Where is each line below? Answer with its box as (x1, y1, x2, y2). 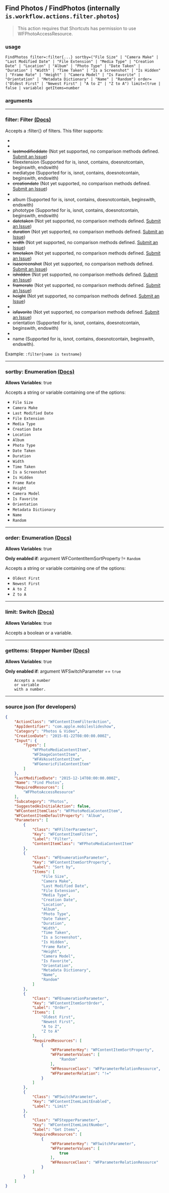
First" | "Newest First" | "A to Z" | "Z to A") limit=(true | (25, 81, 161, 86)
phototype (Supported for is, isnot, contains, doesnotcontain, (12, 207, 139, 213)
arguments (5, 97, 33, 104)
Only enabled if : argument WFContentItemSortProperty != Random (5, 556, 141, 562)
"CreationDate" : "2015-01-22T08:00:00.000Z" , (14, 733, 112, 738)
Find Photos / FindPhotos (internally (5, 4, 120, 13)
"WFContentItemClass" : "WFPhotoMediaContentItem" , (14, 808, 123, 813)
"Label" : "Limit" (32, 1104, 69, 1109)
